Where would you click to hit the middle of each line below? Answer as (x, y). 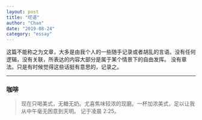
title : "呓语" (23, 17)
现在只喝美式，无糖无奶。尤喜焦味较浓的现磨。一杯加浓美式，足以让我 (108, 104)
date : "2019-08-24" (31, 28)
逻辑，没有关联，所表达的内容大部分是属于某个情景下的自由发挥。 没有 (94, 59)
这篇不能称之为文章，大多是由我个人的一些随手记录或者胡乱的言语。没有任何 (101, 52)
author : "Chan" (25, 23)
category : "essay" (29, 34)
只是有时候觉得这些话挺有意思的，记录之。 (69, 67)
